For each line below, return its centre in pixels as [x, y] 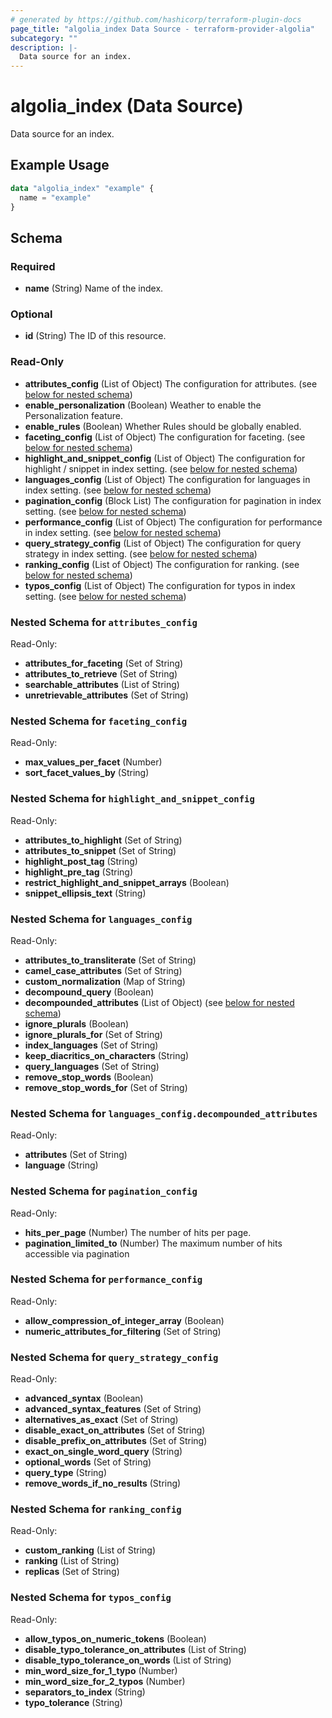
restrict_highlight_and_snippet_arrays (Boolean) [127, 882]
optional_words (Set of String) [88, 1462]
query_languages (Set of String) [92, 1066]
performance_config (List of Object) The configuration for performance [173, 522]
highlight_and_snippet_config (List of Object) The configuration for [165, 458]
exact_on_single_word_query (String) [103, 1452]
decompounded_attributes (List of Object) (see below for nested [159, 1002]
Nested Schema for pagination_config [104, 1191]
